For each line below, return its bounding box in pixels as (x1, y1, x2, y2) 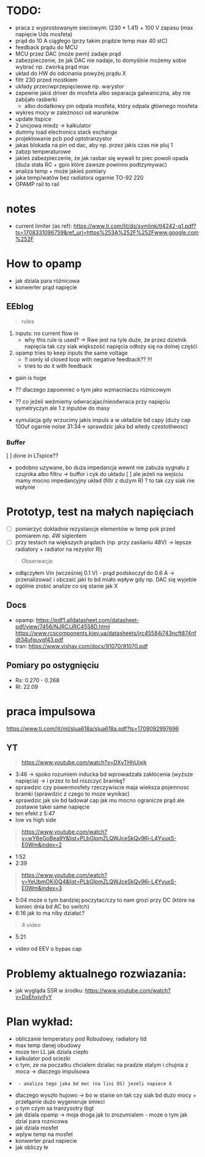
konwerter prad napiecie (15, 1137, 78, 1145)
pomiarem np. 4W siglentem (15, 532, 87, 539)
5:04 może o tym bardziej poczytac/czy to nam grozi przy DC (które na (15, 896, 195, 904)
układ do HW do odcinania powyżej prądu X (15, 69, 127, 77)
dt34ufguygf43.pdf (15, 636, 64, 643)
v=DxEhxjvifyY (15, 993, 53, 1001)
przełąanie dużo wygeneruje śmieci (15, 1098, 105, 1105)
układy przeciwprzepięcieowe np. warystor (15, 82, 124, 90)
